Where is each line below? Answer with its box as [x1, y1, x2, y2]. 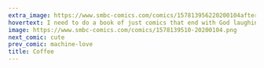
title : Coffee [8, 48, 55, 55]
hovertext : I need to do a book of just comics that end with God [8, 19, 230, 27]
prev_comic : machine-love [8, 41, 93, 48]
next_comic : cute [8, 33, 65, 41]
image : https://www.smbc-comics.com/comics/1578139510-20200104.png [8, 26, 237, 34]
